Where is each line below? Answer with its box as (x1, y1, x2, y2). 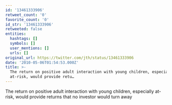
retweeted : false (5, 27, 42, 32)
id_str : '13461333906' (5, 22, 54, 27)
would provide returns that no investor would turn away (15, 93, 133, 100)
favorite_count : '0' (5, 17, 50, 22)
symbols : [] (10, 41, 36, 46)
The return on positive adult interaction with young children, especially (5, 88, 155, 94)
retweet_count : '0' (5, 12, 47, 17)
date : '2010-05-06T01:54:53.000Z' (5, 60, 79, 65)
